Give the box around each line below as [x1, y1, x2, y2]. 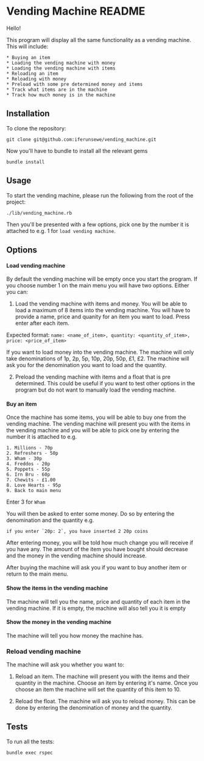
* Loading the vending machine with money [6, 60, 116, 66]
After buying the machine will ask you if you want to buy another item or [6, 564, 187, 571]
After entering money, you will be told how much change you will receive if [6, 539, 194, 546]
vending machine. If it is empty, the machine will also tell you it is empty [6, 604, 186, 612]
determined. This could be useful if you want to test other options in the [15, 380, 195, 387]
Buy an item [6, 400, 37, 407]
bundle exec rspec [6, 749, 53, 756]
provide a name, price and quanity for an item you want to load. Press [15, 313, 190, 321]
